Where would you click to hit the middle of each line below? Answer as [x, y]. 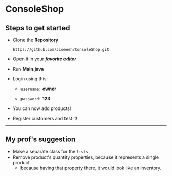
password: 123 [35, 98]
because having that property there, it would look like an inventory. [91, 168]
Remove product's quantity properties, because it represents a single [86, 157]
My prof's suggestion [40, 139]
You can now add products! [42, 108]
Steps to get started [38, 28]
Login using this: [30, 79]
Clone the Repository [36, 40]
